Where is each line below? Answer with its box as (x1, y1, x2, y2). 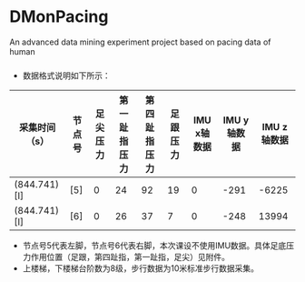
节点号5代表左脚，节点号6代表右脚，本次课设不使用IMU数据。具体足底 (22, 239, 287, 251)
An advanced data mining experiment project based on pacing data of (9, 36, 271, 47)
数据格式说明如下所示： (22, 70, 111, 81)
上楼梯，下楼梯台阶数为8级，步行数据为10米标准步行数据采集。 (22, 262, 259, 274)
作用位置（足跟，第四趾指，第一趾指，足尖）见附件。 (30, 251, 230, 262)
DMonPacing (9, 6, 109, 27)
